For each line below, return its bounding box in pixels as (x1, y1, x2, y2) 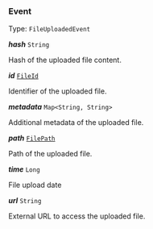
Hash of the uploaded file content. (8, 55, 122, 65)
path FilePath (8, 133, 56, 143)
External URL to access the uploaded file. (8, 211, 146, 221)
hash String (8, 40, 50, 49)
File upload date (8, 180, 62, 190)
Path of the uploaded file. (8, 149, 93, 159)
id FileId (8, 71, 39, 81)
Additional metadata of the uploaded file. (8, 118, 144, 127)
